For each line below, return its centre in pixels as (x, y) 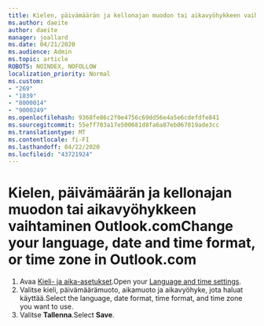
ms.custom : (26, 81)
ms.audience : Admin (40, 52)
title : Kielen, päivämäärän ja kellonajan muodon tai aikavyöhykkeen (125, 15)
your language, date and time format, (132, 243)
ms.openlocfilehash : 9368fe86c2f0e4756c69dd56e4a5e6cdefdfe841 (114, 118)
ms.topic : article (38, 60)
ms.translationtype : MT (47, 132)
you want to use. (46, 306)
